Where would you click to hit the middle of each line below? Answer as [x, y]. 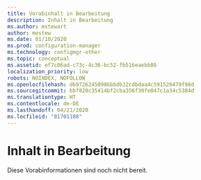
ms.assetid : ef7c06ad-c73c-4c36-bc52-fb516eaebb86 [82, 65]
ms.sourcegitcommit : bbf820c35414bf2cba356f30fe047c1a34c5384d [101, 91]
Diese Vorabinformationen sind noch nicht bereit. [78, 170]
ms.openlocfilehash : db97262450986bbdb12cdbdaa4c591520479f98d [101, 84]
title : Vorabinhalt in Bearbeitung [59, 13]
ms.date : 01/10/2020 [37, 39]
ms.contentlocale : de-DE [43, 104]
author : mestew [29, 33]
